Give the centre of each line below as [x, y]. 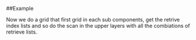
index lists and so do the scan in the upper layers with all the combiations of [98, 26]
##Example [20, 8]
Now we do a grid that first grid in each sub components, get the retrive [93, 19]
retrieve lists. [22, 32]
